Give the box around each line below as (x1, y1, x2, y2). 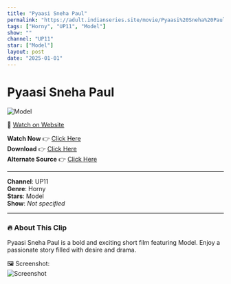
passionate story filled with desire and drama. (7, 245, 137, 254)
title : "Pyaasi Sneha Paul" (7, 10, 88, 17)
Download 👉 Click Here (7, 144, 77, 153)
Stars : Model (7, 192, 45, 200)
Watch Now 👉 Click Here (7, 134, 81, 142)
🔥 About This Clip (7, 223, 67, 232)
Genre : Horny (7, 184, 46, 193)
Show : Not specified (7, 199, 65, 207)
